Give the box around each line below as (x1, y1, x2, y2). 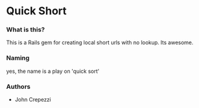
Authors (6, 82, 31, 91)
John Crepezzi (14, 96, 51, 103)
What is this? (6, 26, 45, 34)
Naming (6, 54, 30, 62)
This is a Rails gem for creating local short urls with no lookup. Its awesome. (6, 39, 194, 46)
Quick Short (6, 4, 67, 18)
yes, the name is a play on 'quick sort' (6, 67, 100, 75)
